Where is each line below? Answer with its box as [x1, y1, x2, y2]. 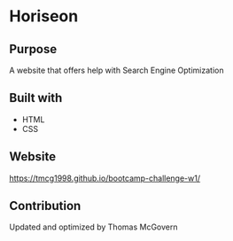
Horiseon [9, 6, 79, 27]
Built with [9, 90, 63, 105]
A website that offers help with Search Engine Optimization [9, 65, 224, 75]
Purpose [9, 42, 58, 57]
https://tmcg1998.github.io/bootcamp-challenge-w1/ [9, 173, 201, 183]
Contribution [9, 198, 82, 214]
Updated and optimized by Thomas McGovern [9, 222, 178, 232]
